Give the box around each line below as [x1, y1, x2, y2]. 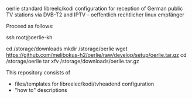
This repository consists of [6, 69, 71, 76]
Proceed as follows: [6, 23, 54, 29]
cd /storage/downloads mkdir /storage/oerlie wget [6, 45, 128, 52]
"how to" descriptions [14, 87, 67, 93]
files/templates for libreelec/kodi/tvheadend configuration [14, 80, 155, 87]
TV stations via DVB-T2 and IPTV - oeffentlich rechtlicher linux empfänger [6, 11, 184, 18]
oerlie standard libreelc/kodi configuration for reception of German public [6, 5, 183, 12]
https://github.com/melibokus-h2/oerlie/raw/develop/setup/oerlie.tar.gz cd [6, 52, 187, 58]
